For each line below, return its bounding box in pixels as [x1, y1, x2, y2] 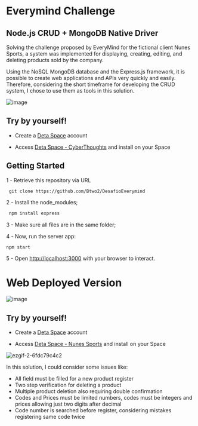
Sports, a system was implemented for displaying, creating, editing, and [6, 50, 182, 57]
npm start [6, 244, 31, 250]
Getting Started [6, 161, 65, 171]
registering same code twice [14, 413, 85, 421]
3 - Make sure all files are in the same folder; [6, 221, 116, 228]
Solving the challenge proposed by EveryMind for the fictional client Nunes [6, 44, 191, 51]
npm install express [8, 210, 60, 216]
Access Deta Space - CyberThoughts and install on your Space [14, 143, 171, 151]
